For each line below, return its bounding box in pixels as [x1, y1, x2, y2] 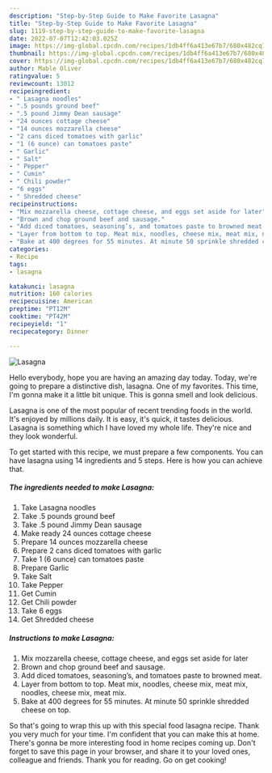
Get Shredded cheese [20, 614, 94, 624]
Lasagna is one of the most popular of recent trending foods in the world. [9, 406, 253, 415]
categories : [9, 245, 49, 253]
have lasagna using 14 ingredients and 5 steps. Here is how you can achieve [9, 455, 263, 465]
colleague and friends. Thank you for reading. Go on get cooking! [9, 755, 227, 765]
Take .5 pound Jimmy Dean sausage [20, 520, 142, 530]
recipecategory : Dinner [9, 327, 90, 336]
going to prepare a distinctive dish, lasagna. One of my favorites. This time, [9, 381, 259, 391]
